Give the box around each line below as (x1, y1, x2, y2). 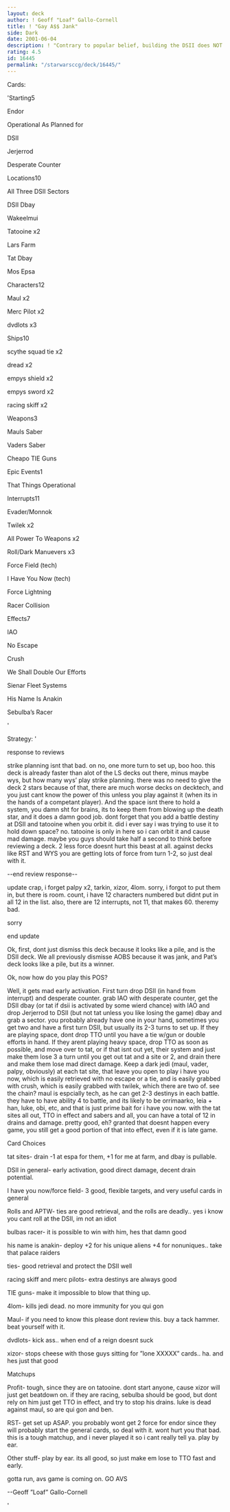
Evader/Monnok (7, 507, 53, 515)
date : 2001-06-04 (7, 36, 57, 43)
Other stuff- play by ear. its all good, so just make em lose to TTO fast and (7, 1453, 216, 1462)
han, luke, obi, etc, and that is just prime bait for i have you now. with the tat (7, 1103, 221, 1112)
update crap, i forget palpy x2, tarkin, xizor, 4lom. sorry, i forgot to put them (7, 883, 221, 891)
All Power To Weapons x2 (7, 534, 80, 542)
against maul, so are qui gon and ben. (7, 1405, 114, 1413)
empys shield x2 (7, 374, 54, 382)
